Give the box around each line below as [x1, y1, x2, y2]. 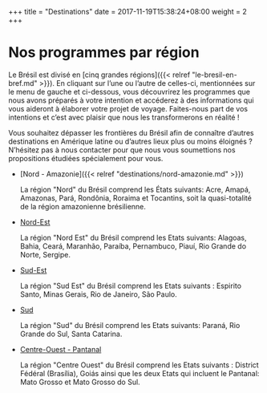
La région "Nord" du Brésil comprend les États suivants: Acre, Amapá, [19, 184, 251, 194]
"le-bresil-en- [192, 70, 238, 79]
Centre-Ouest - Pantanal [19, 344, 102, 354]
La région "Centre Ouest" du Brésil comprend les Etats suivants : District [19, 360, 259, 370]
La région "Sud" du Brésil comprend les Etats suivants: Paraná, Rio [19, 320, 241, 330]
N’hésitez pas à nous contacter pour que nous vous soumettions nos [8, 144, 236, 155]
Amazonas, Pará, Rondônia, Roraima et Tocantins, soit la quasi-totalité [19, 192, 253, 203]
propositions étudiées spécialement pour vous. [8, 153, 164, 163]
